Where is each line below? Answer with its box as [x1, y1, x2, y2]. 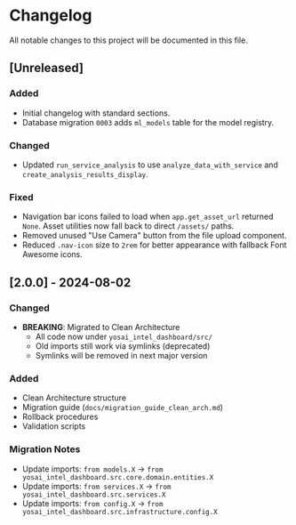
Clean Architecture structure [21, 392, 127, 403]
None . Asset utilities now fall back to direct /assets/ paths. [21, 221, 235, 231]
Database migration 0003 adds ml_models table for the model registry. [21, 117, 275, 127]
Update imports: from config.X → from [21, 497, 164, 508]
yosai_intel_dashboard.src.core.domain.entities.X [21, 472, 214, 481]
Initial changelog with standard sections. [21, 108, 171, 118]
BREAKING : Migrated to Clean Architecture [21, 321, 180, 332]
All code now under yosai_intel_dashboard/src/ [35, 331, 213, 342]
